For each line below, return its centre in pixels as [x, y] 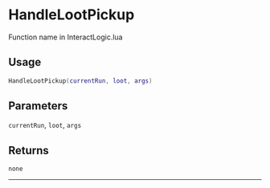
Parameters [38, 106]
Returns [29, 150]
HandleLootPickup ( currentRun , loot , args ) [80, 81]
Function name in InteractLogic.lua [65, 37]
